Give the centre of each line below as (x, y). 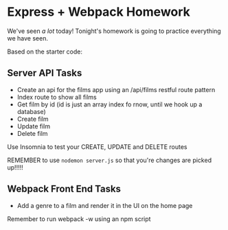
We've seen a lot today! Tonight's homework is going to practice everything (114, 31)
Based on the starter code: (45, 51)
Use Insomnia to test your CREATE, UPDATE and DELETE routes (97, 147)
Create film (33, 119)
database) (31, 111)
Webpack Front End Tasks (64, 189)
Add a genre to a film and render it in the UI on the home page (105, 205)
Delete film (32, 133)
